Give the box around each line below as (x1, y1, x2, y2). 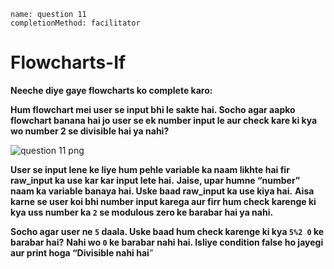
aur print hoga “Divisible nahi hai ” (10, 246, 154, 259)
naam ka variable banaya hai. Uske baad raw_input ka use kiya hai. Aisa (10, 185, 315, 197)
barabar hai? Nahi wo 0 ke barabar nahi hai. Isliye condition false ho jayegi (10, 236, 324, 248)
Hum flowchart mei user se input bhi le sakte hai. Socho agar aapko (10, 103, 296, 115)
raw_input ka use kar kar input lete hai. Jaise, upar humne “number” (10, 174, 301, 186)
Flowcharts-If (10, 51, 127, 74)
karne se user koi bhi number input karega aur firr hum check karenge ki (10, 195, 317, 207)
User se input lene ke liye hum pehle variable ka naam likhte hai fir (10, 163, 290, 175)
